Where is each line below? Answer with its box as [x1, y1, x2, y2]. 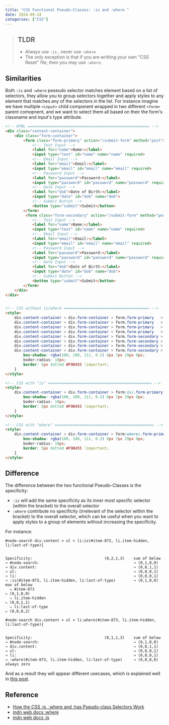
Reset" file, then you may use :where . [25, 59, 102, 65]
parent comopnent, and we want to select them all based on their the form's [5, 109, 163, 115]
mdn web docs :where [12, 709, 59, 715]
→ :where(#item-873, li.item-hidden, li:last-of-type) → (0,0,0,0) [5, 658, 158, 663]
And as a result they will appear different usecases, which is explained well [5, 671, 161, 677]
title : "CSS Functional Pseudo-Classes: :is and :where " [5, 7, 129, 13]
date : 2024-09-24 [5, 12, 42, 17]
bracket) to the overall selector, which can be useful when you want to [12, 514, 158, 520]
